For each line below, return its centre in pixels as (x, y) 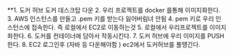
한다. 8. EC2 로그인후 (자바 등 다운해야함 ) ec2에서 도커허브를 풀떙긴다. (104, 44)
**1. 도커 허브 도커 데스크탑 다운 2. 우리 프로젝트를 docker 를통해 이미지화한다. (114, 10)
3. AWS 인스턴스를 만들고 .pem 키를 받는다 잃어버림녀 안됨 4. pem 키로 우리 (111, 19)
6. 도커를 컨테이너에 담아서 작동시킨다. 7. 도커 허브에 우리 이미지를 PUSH (126, 36)
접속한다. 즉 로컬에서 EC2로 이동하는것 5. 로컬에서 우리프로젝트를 (120, 27)
